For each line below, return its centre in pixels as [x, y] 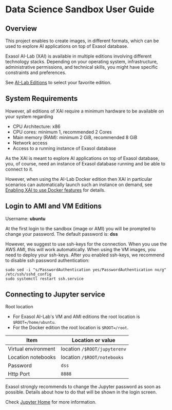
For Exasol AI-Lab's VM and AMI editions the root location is [76, 316]
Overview [21, 29]
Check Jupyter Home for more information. [51, 402]
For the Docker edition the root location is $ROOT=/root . [71, 328]
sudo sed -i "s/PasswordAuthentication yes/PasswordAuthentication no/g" [86, 270]
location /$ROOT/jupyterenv [94, 349]
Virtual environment [32, 349]
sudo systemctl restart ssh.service [44, 278]
